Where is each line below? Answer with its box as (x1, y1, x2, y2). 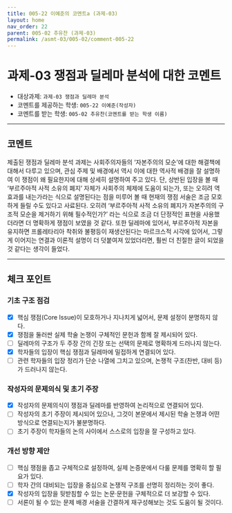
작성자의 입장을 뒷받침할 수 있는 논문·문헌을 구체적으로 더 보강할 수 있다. (17, 489, 211, 498)
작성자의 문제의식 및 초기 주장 (7, 384, 99, 394)
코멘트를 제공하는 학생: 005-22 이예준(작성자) (17, 101, 137, 110)
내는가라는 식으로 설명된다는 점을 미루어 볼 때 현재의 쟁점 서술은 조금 (25, 192, 210, 201)
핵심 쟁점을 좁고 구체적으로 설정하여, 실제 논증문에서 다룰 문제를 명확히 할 (17, 463, 215, 471)
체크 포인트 (7, 273, 52, 285)
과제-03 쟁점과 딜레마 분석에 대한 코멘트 (7, 68, 222, 84)
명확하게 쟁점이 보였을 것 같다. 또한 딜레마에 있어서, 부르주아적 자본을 (32, 218, 219, 227)
